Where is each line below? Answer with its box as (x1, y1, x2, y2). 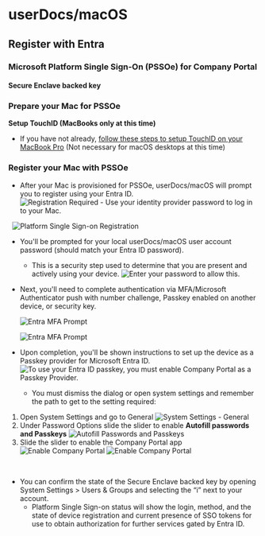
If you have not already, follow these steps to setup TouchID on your (19, 134, 244, 144)
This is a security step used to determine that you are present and (31, 260, 248, 270)
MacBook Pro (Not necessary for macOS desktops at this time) (19, 142, 226, 152)
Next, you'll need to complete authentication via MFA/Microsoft (19, 284, 227, 293)
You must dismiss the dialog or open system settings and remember (31, 388, 255, 398)
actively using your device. (31, 269, 120, 278)
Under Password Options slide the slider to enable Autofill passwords (19, 420, 250, 430)
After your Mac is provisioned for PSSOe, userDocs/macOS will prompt (19, 181, 252, 190)
